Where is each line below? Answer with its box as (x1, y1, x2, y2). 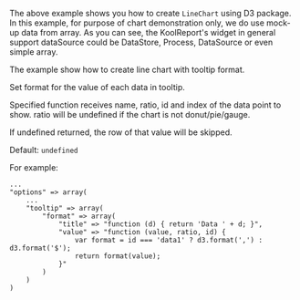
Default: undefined (9, 145, 78, 155)
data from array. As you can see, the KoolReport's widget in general (21, 27, 276, 37)
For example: (9, 162, 59, 172)
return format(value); (74, 252, 161, 261)
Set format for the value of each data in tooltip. (9, 82, 185, 92)
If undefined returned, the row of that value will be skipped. (9, 127, 233, 138)
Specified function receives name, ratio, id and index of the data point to (9, 99, 282, 110)
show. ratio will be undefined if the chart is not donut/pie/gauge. (9, 109, 251, 119)
